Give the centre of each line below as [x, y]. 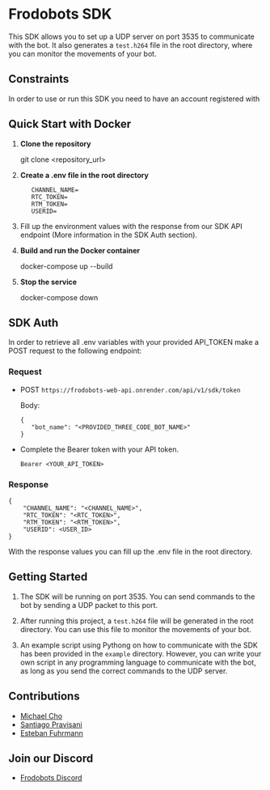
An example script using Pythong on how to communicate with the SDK [139, 645]
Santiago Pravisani [51, 724]
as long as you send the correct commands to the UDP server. [124, 671]
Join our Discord [51, 758]
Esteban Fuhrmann [51, 733]
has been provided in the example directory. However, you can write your [141, 653]
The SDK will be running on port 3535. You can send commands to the [137, 597]
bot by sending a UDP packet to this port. [89, 605]
